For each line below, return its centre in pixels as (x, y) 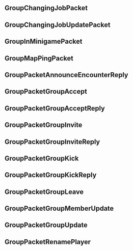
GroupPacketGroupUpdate (46, 225)
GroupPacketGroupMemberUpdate (59, 209)
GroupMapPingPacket (39, 58)
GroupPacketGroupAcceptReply (55, 108)
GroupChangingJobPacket (46, 8)
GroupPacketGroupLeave (44, 192)
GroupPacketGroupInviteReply (52, 142)
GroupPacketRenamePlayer (48, 242)
